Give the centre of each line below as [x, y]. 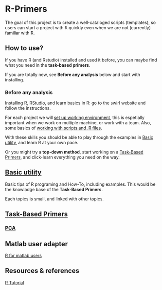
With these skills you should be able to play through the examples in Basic [79, 137]
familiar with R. [20, 33]
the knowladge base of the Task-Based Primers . [54, 189]
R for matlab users [24, 255]
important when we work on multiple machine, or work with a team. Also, [78, 123]
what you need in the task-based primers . [48, 65]
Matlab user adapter [36, 244]
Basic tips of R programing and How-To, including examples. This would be [80, 184]
